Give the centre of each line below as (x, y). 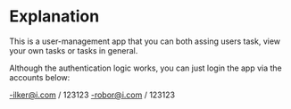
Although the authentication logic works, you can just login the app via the (146, 68)
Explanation (54, 17)
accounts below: (40, 77)
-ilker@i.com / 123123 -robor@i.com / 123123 (92, 95)
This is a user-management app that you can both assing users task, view (145, 41)
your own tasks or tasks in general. (74, 50)
